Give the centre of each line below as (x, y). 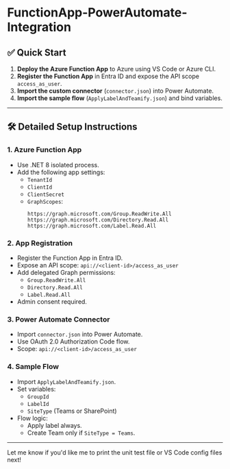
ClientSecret (46, 194)
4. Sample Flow (33, 367)
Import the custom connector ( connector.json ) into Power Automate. (115, 91)
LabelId (38, 404)
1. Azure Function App (44, 150)
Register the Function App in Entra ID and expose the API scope (108, 76)
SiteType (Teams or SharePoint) (72, 411)
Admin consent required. (52, 301)
